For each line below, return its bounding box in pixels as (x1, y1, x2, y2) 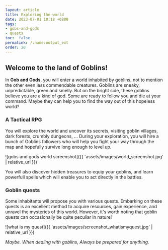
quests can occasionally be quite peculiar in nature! (5, 214, 112, 220)
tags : (5, 21, 17, 27)
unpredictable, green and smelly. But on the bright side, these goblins (5, 88, 149, 94)
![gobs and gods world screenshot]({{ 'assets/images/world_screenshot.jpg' (5, 153, 163, 159)
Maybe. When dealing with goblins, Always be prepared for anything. (5, 239, 149, 245)
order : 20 (5, 45, 26, 50)
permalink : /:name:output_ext (5, 40, 69, 45)
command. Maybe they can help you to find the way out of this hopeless (5, 98, 155, 104)
